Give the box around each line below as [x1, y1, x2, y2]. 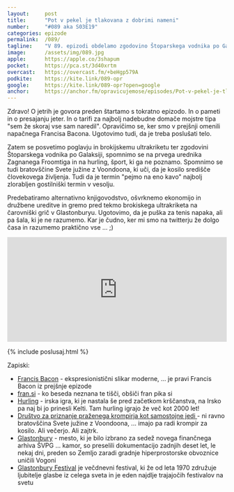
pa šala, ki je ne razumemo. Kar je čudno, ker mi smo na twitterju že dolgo [7, 216, 219, 224]
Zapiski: [7, 361, 30, 370]
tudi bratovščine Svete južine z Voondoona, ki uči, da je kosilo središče [7, 165, 211, 174]
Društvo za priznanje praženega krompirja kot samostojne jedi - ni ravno [17, 412, 225, 420]
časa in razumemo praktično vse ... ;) [7, 223, 114, 232]
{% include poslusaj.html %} [7, 348, 89, 356]
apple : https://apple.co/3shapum [7, 56, 120, 63]
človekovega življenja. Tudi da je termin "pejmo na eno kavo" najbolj [7, 172, 203, 181]
